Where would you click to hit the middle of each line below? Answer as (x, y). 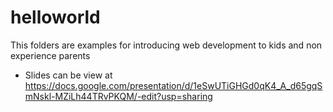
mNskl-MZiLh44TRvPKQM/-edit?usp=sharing (118, 96)
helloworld (55, 17)
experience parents (50, 55)
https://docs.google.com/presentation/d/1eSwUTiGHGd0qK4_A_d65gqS (173, 85)
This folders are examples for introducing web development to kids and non (166, 45)
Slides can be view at (68, 75)
